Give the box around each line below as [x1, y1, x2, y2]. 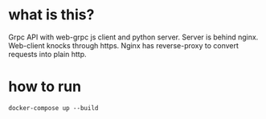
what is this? [8, 6, 95, 24]
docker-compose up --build [8, 104, 99, 112]
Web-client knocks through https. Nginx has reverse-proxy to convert [8, 40, 239, 50]
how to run [8, 78, 82, 96]
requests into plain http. [8, 49, 87, 59]
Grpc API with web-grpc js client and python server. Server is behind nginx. [8, 32, 259, 42]
